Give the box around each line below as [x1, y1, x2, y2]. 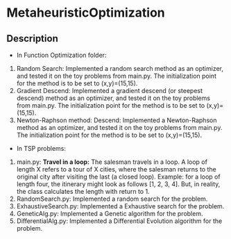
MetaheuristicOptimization [6, 5, 166, 21]
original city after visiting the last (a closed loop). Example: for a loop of [16, 172, 221, 181]
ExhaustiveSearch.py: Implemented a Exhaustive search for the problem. [16, 202, 225, 210]
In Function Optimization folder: [16, 51, 107, 59]
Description [6, 33, 58, 44]
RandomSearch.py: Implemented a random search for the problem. [16, 195, 208, 203]
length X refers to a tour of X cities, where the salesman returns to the [16, 165, 216, 173]
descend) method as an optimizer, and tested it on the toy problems [16, 94, 211, 102]
